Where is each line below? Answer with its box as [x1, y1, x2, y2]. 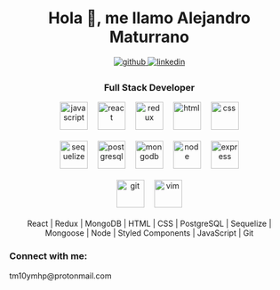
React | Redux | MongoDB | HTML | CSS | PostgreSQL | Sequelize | [27, 218, 272, 230]
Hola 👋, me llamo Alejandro [48, 8, 251, 28]
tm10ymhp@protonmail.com [9, 270, 113, 281]
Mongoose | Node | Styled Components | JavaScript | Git [44, 228, 254, 238]
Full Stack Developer [103, 81, 196, 93]
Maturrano [109, 27, 189, 47]
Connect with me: [9, 250, 88, 262]
